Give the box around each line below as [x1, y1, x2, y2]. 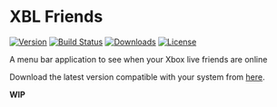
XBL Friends [9, 6, 104, 27]
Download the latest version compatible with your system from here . [9, 71, 265, 83]
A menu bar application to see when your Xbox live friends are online [9, 53, 268, 64]
